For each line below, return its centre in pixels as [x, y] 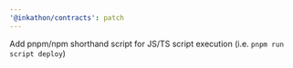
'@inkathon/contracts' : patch [67, 18]
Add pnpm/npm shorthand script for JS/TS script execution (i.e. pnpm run [147, 44]
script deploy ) [38, 53]
